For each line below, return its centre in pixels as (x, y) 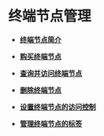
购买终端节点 (40, 56)
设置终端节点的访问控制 (58, 107)
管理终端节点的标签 (51, 123)
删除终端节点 (40, 90)
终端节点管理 (50, 16)
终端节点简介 (40, 40)
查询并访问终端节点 (51, 73)
